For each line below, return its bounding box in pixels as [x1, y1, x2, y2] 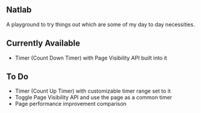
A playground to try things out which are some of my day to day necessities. [6, 20, 196, 28]
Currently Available [6, 38, 81, 49]
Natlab [6, 5, 32, 15]
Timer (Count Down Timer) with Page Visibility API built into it [14, 54, 167, 61]
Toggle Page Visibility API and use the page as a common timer [14, 94, 173, 101]
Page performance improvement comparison [14, 100, 127, 108]
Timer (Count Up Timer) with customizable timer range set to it [14, 87, 171, 95]
